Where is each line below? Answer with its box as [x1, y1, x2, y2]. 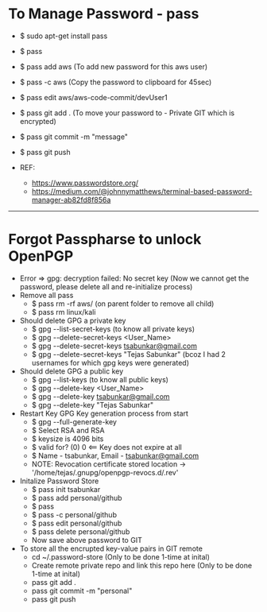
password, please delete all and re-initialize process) [19, 281, 193, 291]
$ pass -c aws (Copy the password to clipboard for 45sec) [19, 77, 212, 87]
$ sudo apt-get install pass [19, 31, 108, 41]
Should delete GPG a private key [19, 316, 126, 325]
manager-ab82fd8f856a [31, 195, 111, 204]
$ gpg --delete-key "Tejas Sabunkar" [31, 400, 153, 409]
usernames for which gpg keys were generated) [31, 358, 189, 367]
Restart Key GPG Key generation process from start [19, 409, 189, 418]
